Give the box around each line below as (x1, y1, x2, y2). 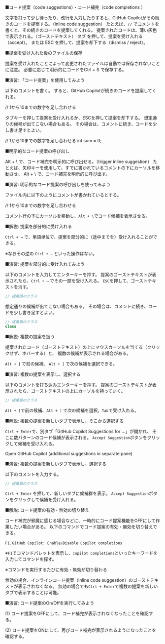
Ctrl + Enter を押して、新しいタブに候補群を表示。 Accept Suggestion (5, 490, 149, 496)
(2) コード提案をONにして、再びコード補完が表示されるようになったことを (5, 627, 157, 633)
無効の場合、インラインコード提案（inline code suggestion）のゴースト (5, 577, 150, 583)
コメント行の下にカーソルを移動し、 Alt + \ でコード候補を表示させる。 (5, 213, 150, 219)
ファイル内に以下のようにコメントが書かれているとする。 (5, 192, 122, 198)
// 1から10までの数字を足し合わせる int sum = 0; (5, 138, 102, 143)
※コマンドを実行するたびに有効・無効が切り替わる (5, 567, 107, 573)
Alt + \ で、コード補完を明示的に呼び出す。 (23, 171, 110, 177)
